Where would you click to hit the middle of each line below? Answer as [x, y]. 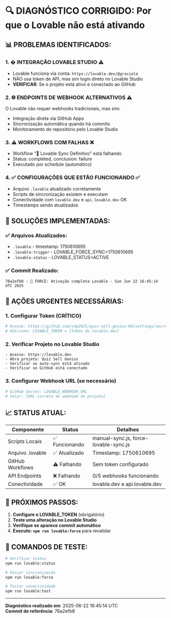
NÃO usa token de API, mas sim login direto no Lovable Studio [78, 79]
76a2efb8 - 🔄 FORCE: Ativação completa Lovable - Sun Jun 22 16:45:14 [82, 281]
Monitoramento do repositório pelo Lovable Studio [65, 130]
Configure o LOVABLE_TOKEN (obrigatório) [59, 514]
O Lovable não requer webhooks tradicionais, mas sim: [63, 109]
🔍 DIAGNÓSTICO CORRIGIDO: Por [78, 11]
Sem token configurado [120, 465]
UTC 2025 [15, 286]
